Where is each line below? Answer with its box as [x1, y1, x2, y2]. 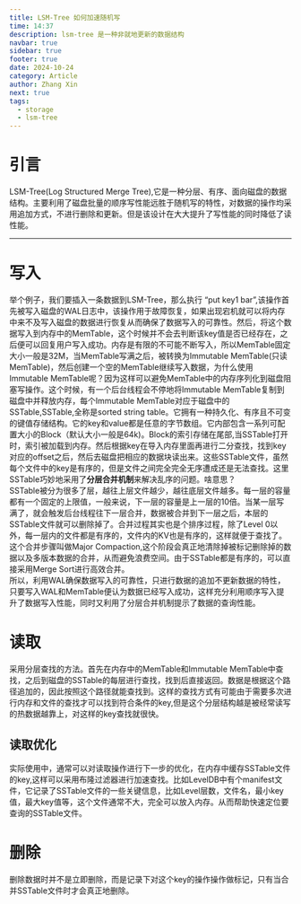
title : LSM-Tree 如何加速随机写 [9, 13, 121, 22]
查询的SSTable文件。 [9, 807, 87, 818]
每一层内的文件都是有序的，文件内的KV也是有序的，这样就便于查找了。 [24, 531, 288, 540]
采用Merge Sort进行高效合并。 [16, 564, 130, 575]
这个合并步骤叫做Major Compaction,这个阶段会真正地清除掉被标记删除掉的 [9, 541, 284, 552]
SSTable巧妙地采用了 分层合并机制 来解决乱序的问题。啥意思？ [9, 474, 236, 485]
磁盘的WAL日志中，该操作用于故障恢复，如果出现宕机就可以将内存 [39, 306, 286, 316]
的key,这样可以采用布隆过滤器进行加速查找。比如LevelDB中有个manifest [9, 774, 275, 785]
